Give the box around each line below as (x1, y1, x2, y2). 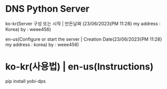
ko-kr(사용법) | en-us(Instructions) (5, 61, 154, 73)
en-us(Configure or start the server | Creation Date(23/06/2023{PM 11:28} (5, 36, 162, 42)
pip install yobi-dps (5, 78, 46, 84)
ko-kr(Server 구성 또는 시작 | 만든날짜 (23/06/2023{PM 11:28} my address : (5, 20, 161, 26)
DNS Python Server (5, 3, 90, 15)
